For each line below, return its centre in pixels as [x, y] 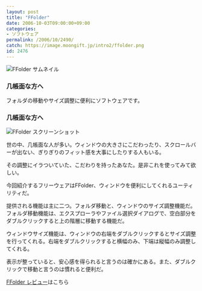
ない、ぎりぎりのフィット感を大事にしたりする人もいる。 [93, 152]
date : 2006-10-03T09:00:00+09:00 [48, 23]
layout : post [23, 12]
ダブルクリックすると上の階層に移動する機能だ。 [67, 221]
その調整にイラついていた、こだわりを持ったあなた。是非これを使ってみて [99, 165]
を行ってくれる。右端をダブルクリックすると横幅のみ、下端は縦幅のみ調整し [101, 241]
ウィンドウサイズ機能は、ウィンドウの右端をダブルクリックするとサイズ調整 [101, 234]
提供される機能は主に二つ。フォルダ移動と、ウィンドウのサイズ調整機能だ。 [101, 206]
